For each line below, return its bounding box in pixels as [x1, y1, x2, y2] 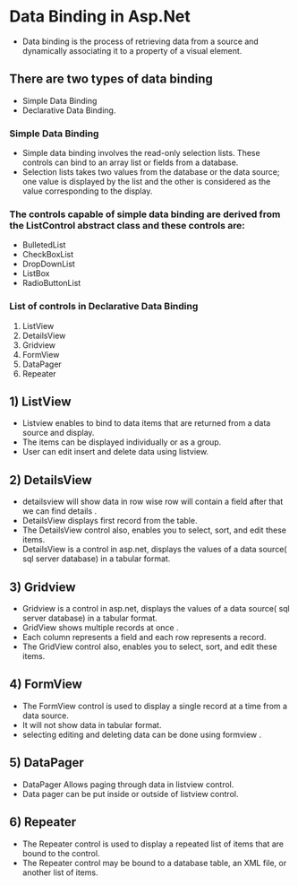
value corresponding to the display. [21, 186, 153, 196]
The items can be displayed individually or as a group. [21, 437, 222, 447]
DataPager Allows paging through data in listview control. [21, 778, 234, 790]
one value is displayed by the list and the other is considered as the [21, 177, 271, 187]
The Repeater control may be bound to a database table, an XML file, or [21, 857, 287, 868]
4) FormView [9, 677, 82, 692]
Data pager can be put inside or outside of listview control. [21, 788, 239, 799]
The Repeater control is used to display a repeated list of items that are [21, 838, 285, 849]
